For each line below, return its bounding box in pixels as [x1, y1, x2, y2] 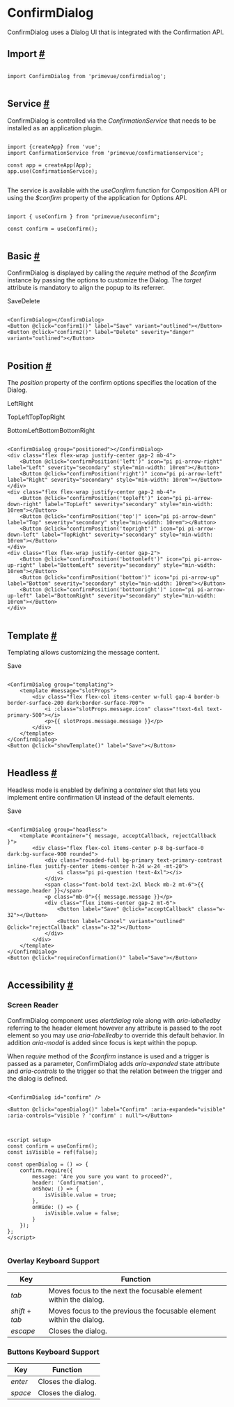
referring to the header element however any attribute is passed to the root [7, 1024, 222, 1032]
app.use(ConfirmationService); [7, 167, 98, 175]
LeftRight [7, 400, 33, 408]
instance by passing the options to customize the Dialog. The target [7, 276, 202, 284]
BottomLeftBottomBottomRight [7, 427, 95, 435]
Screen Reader [7, 1001, 58, 1010]
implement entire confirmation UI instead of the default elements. [7, 793, 194, 801]
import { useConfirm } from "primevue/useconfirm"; [7, 213, 160, 220]
